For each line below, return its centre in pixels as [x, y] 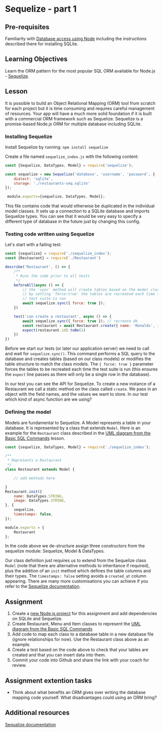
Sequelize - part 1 [41, 9]
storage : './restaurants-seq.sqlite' [52, 183]
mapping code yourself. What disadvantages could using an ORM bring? [84, 697]
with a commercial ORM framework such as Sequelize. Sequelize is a [74, 118]
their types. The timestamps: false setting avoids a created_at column [76, 576]
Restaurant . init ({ [24, 491]
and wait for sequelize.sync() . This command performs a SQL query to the [80, 354]
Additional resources [37, 713]
